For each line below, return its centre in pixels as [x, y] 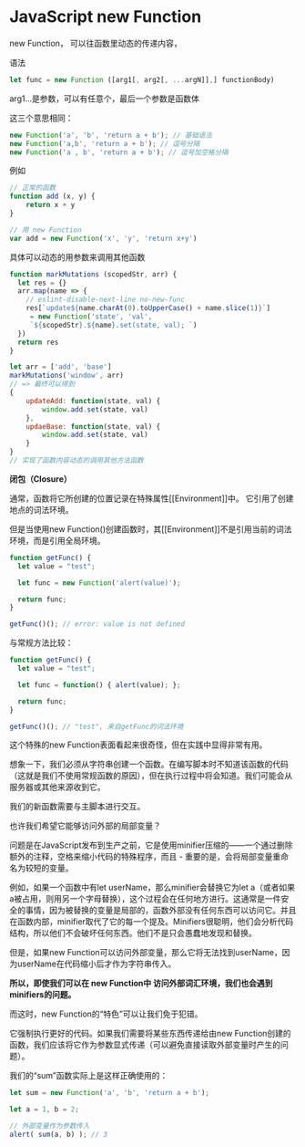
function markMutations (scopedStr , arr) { [93, 274]
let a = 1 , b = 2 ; [44, 1110]
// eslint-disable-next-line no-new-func [105, 300]
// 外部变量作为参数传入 [50, 1126]
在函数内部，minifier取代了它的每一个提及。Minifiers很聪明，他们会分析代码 [152, 922]
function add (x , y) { [52, 197]
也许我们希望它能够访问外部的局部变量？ [85, 826]
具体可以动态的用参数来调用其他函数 [77, 256]
